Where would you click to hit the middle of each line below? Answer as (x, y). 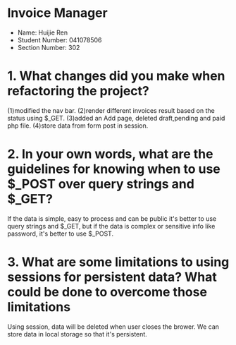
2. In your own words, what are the (110, 154)
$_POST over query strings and (101, 184)
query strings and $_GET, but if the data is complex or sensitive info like (111, 226)
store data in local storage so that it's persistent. (77, 334)
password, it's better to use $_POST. (61, 234)
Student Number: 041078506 (60, 40)
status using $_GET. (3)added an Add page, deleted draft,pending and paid (116, 118)
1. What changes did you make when (116, 76)
